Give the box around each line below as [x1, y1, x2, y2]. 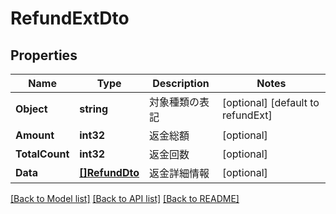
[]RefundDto [79, 166, 140, 179]
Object [15, 102, 48, 116]
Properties [10, 47, 78, 64]
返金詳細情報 [149, 167, 210, 180]
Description [152, 77, 210, 90]
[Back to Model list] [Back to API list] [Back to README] [10, 193, 240, 204]
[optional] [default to [221, 96, 320, 109]
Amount [15, 128, 55, 142]
